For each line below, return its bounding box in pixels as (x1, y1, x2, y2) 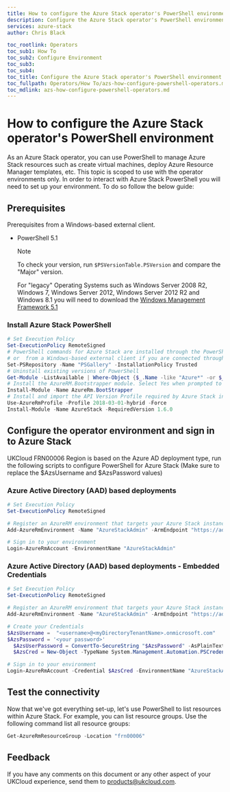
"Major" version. (16, 268, 64, 275)
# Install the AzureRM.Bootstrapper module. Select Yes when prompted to (7, 381, 222, 387)
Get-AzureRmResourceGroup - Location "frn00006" (7, 732, 146, 739)
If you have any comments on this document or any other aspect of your (7, 770, 211, 778)
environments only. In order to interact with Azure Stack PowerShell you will (7, 175, 221, 183)
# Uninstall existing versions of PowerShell (7, 367, 139, 374)
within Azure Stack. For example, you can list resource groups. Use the (7, 712, 207, 720)
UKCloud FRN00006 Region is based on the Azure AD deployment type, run (7, 454, 222, 462)
